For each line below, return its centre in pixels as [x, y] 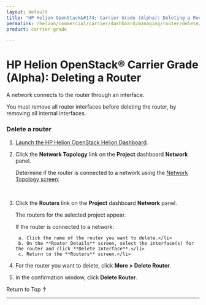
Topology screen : [37, 179]
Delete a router [29, 129]
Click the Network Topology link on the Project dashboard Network [101, 155]
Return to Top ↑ [27, 290]
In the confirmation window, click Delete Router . [76, 277]
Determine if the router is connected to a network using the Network [101, 173]
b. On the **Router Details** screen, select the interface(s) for [106, 244]
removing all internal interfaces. [46, 114]
